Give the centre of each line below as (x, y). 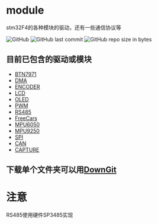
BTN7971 (25, 74)
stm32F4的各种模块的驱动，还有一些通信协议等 (64, 27)
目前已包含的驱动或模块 (49, 60)
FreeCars (26, 118)
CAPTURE (27, 149)
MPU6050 (27, 124)
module (25, 10)
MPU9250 (27, 130)
